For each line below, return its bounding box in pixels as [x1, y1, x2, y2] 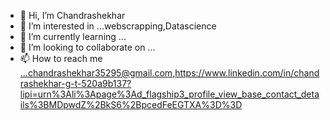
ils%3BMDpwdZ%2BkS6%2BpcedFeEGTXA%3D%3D [19, 99, 243, 110]
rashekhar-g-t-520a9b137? [19, 78, 132, 89]
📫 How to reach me [19, 53, 103, 64]
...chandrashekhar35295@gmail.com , [19, 67, 176, 79]
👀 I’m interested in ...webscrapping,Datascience [19, 20, 217, 32]
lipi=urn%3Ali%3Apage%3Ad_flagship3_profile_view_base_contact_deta [19, 88, 320, 100]
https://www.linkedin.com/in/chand [174, 67, 320, 79]
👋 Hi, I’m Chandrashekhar [19, 10, 126, 21]
